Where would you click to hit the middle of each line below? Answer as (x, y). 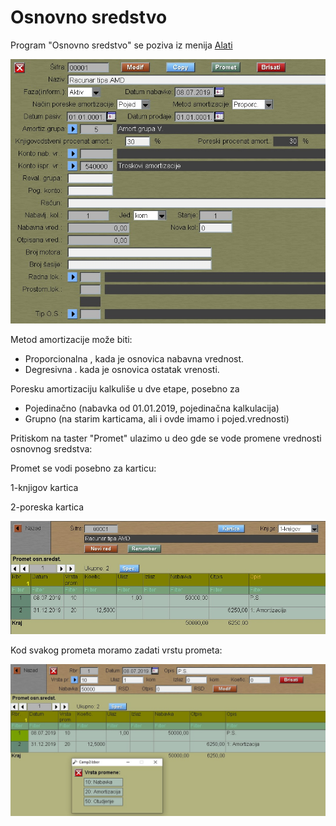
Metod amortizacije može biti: (71, 339)
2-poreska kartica (47, 507)
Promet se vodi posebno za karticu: (83, 468)
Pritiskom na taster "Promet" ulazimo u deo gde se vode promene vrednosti (166, 438)
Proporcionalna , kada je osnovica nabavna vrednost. (134, 359)
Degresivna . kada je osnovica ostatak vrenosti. (122, 369)
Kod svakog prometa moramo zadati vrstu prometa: (116, 650)
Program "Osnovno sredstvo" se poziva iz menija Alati (121, 45)
